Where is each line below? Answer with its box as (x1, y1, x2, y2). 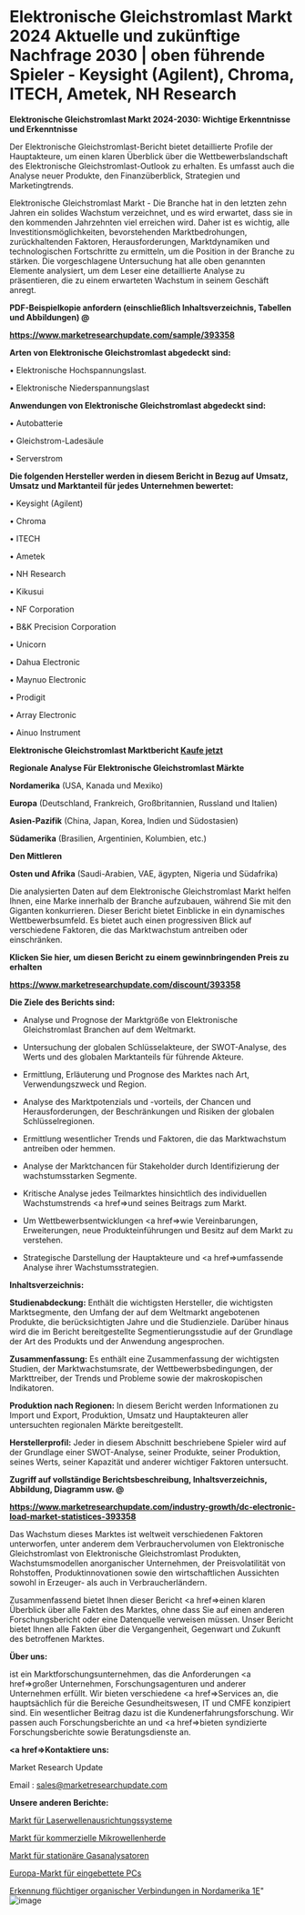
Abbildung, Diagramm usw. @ (9, 1484, 125, 1495)
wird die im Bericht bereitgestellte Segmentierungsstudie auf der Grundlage (9, 1326, 293, 1337)
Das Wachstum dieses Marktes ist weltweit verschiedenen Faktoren (9, 1528, 264, 1539)
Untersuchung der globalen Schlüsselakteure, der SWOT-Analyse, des (22, 1041, 287, 1052)
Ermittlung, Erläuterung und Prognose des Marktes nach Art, (22, 1069, 250, 1079)
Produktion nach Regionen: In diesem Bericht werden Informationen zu (9, 1400, 280, 1411)
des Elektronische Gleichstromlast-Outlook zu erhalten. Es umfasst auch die (9, 160, 295, 171)
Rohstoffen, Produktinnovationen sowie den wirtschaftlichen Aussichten (9, 1567, 280, 1578)
